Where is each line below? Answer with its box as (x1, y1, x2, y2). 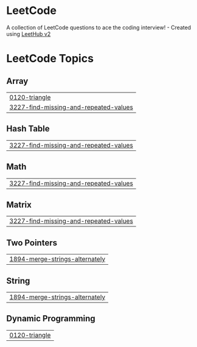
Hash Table (6, 124, 50, 134)
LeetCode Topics (6, 52, 94, 66)
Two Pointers (6, 237, 58, 248)
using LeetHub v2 (6, 30, 51, 37)
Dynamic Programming (6, 314, 95, 324)
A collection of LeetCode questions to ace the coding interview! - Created (6, 24, 192, 31)
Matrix (6, 199, 32, 210)
